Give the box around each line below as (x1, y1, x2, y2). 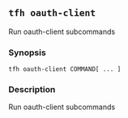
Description (8, 84, 56, 95)
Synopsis (8, 47, 46, 58)
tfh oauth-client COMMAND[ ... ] (8, 65, 122, 74)
